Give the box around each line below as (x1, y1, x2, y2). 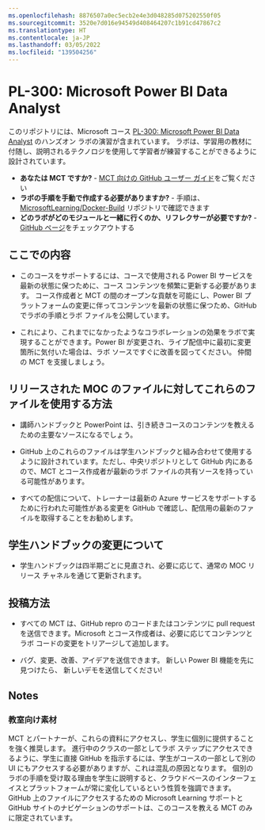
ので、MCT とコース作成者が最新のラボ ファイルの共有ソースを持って (19, 466, 247, 476)
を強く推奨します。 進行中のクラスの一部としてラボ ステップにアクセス (8, 743, 240, 753)
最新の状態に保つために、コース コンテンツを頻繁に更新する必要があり (19, 281, 251, 290)
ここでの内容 (8, 248, 71, 262)
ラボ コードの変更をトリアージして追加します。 (19, 639, 173, 648)
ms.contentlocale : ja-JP (8, 33, 90, 42)
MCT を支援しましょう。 (28, 357, 109, 366)
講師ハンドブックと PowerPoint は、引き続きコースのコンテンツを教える (19, 419, 255, 429)
